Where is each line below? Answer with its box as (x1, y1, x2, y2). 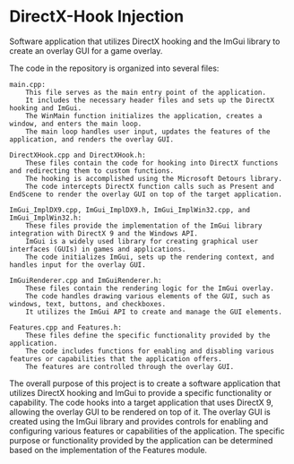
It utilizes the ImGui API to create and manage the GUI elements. (25, 307, 282, 316)
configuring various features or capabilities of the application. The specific (9, 425, 285, 436)
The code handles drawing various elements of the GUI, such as (25, 291, 271, 301)
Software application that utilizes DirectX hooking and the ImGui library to (9, 36, 281, 47)
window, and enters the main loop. (9, 119, 143, 128)
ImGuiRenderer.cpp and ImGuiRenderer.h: (9, 276, 163, 285)
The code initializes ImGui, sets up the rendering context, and (25, 253, 275, 262)
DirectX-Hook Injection (9, 6, 185, 27)
